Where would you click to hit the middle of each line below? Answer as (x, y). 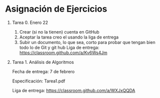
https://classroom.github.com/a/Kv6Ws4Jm (63, 53)
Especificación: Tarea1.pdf (39, 81)
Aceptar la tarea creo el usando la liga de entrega (69, 37)
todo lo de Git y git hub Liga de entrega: (59, 47)
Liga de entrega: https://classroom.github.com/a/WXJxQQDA (74, 90)
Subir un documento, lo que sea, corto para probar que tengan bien (87, 42)
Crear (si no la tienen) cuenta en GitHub (59, 32)
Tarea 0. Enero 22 (30, 22)
